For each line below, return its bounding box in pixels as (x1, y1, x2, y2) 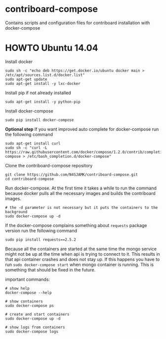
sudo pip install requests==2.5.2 (5, 237, 77, 242)
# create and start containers (5, 312, 70, 317)
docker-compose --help (5, 290, 52, 295)
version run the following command (5, 227, 78, 233)
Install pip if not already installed (5, 90, 71, 96)
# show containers (5, 299, 43, 304)
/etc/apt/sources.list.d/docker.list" (5, 73, 85, 77)
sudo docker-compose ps (5, 303, 54, 308)
